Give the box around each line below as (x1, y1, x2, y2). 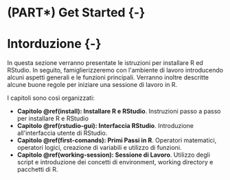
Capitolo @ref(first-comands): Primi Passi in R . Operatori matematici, (16, 136, 217, 144)
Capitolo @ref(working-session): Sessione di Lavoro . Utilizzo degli (16, 151, 211, 159)
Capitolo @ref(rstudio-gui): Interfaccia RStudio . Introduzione (16, 122, 194, 130)
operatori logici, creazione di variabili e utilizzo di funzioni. (16, 144, 182, 152)
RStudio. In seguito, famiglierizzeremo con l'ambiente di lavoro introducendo (7, 66, 224, 75)
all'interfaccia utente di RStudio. (16, 129, 108, 138)
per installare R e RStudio (16, 114, 89, 123)
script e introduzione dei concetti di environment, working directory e (16, 158, 214, 166)
